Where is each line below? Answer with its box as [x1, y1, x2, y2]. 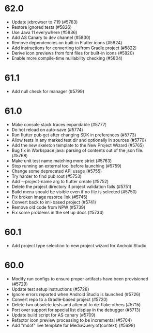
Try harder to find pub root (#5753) [11, 173, 82, 179]
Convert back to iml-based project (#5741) [11, 199, 96, 205]
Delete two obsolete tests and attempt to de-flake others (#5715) [11, 301, 141, 307]
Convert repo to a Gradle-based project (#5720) [11, 296, 108, 302]
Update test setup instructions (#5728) [11, 286, 89, 292]
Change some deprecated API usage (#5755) [11, 168, 102, 174]
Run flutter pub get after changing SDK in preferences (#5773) [11, 132, 137, 138]
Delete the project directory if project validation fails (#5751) [11, 184, 132, 189]
